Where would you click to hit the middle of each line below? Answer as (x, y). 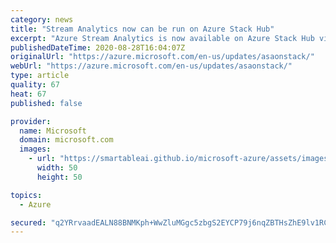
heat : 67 (28, 94)
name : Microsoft (53, 131)
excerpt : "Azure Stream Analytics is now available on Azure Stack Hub (162, 38)
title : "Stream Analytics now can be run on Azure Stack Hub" (142, 29)
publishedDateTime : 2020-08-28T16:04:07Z (98, 47)
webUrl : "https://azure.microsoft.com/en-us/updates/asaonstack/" (151, 66)
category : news (42, 19)
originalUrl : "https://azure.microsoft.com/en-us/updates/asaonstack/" (162, 57)
